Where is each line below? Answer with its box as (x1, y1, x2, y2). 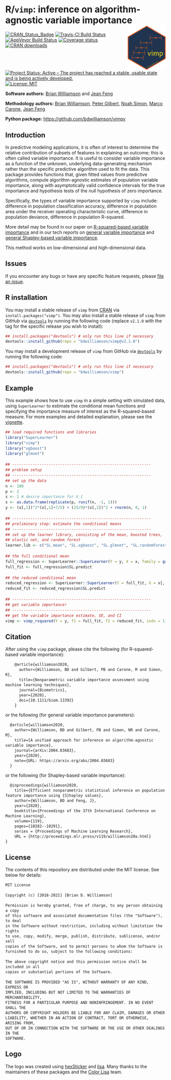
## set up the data (5, 478, 47, 483)
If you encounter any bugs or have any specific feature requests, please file (5, 273, 164, 279)
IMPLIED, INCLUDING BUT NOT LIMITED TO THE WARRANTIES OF (5, 990, 131, 995)
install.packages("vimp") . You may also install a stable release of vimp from (5, 312, 165, 318)
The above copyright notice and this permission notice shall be (5, 959, 147, 964)
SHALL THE (5, 1005, 26, 1010)
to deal (5, 918, 22, 924)
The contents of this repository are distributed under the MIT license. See (5, 867, 159, 873)
